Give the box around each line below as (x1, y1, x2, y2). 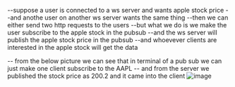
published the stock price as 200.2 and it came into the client (7, 72, 186, 80)
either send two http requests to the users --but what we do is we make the (7, 21, 227, 29)
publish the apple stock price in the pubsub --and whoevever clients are (7, 36, 217, 44)
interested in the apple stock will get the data (7, 43, 138, 51)
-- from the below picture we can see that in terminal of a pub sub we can (7, 57, 222, 65)
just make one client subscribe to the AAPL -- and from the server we (7, 65, 210, 72)
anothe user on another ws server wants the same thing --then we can (23, 13, 229, 22)
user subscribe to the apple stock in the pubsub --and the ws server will (7, 28, 217, 36)
